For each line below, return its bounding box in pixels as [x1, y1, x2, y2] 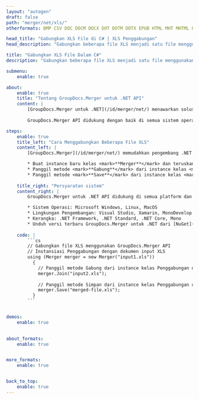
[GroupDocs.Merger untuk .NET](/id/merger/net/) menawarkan [27, 107, 179, 112]
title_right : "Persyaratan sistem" [17, 183, 105, 189]
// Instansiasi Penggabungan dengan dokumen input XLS [27, 249, 166, 255]
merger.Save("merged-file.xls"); [37, 287, 120, 293]
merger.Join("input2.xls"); [37, 271, 108, 276]
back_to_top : [6, 378, 38, 385]
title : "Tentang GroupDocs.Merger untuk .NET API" [17, 95, 145, 101]
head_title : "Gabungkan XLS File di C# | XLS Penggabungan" [6, 36, 158, 42]
